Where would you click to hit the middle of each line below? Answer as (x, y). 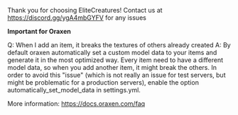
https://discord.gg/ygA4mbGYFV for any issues (77, 18)
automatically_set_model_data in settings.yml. (74, 90)
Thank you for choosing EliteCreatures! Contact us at (85, 10)
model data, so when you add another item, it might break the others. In (112, 67)
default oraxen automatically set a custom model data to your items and (112, 53)
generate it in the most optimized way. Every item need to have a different (115, 60)
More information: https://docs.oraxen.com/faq (76, 104)
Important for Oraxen (39, 31)
